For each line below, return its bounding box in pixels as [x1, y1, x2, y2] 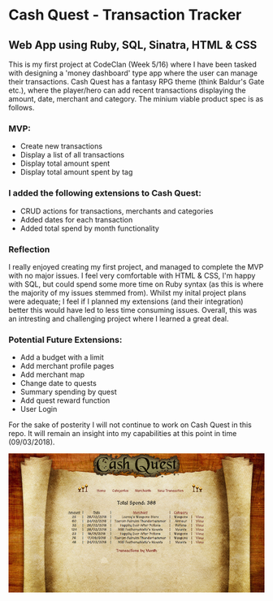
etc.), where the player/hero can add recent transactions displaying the [8, 85, 246, 95]
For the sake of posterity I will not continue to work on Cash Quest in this [8, 420, 252, 430]
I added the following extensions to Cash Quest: [8, 188, 201, 199]
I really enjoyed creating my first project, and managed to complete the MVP [8, 262, 264, 271]
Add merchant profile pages [19, 361, 115, 371]
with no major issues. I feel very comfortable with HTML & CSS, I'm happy [8, 270, 256, 280]
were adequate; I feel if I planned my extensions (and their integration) [8, 296, 244, 306]
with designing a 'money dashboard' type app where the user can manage [8, 68, 258, 78]
